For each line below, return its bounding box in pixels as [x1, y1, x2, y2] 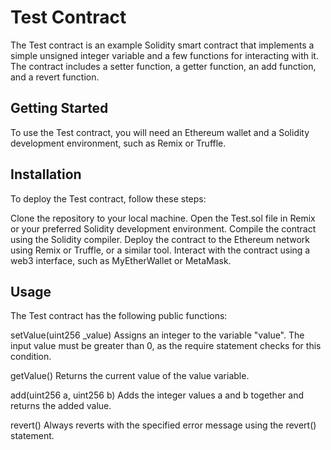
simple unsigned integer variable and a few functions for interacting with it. [10, 49, 319, 61]
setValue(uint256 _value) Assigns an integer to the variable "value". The [10, 329, 305, 341]
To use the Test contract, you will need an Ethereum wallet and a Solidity [10, 126, 310, 138]
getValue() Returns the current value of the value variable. [10, 370, 250, 382]
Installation [10, 166, 82, 183]
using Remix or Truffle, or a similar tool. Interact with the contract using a [10, 244, 311, 256]
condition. [10, 351, 52, 363]
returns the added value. [10, 400, 112, 412]
